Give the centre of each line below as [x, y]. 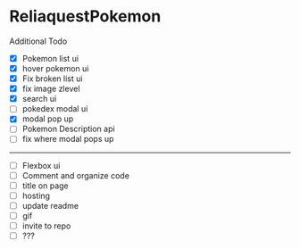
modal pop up [48, 119]
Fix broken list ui [52, 79]
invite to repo [46, 226]
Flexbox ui [41, 165]
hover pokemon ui [55, 68]
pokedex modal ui [55, 109]
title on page [45, 186]
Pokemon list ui [50, 58]
